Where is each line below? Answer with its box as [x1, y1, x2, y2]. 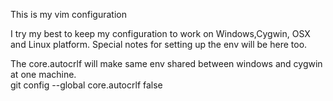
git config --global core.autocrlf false [10, 79, 163, 91]
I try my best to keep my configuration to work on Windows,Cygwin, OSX [10, 28, 311, 39]
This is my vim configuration [10, 9, 127, 20]
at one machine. [10, 69, 77, 80]
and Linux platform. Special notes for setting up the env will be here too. [10, 39, 308, 50]
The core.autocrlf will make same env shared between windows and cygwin [10, 58, 323, 69]
